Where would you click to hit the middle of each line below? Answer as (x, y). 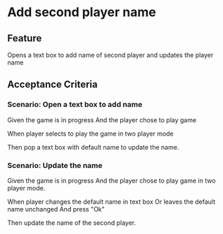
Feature (25, 38)
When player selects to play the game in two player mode (90, 134)
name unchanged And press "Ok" (56, 209)
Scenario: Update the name (55, 165)
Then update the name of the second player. (71, 223)
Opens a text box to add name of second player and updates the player (110, 55)
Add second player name (82, 12)
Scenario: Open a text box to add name (75, 105)
